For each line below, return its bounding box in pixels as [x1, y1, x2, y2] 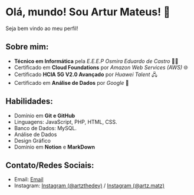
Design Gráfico [14, 137, 51, 144]
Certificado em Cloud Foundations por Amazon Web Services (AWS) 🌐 [14, 64, 188, 71]
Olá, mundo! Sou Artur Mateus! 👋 [5, 5, 170, 19]
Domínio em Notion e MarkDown [14, 143, 96, 150]
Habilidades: [5, 97, 54, 107]
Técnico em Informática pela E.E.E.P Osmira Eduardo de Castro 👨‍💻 [14, 57, 179, 64]
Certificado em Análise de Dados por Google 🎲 [14, 79, 129, 86]
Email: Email [14, 176, 44, 183]
